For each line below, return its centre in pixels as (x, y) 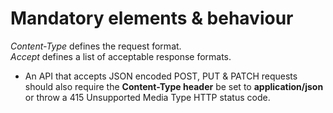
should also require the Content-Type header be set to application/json (174, 86)
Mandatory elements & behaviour (152, 18)
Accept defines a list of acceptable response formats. (121, 56)
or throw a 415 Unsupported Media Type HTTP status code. (147, 97)
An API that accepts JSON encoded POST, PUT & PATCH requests (161, 76)
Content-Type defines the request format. (96, 46)
